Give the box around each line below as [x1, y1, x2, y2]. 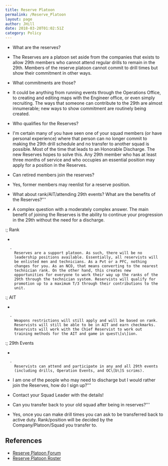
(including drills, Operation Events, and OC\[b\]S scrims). [14, 368, 144, 373]
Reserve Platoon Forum [12, 449, 61, 456]
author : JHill [5, 21, 35, 27]
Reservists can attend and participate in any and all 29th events [14, 364, 158, 369]
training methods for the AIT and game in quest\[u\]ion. [14, 331, 138, 336]
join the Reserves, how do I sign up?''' [12, 382, 91, 388]
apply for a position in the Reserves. [12, 162, 87, 168]
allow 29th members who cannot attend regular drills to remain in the [12, 60, 155, 65]
